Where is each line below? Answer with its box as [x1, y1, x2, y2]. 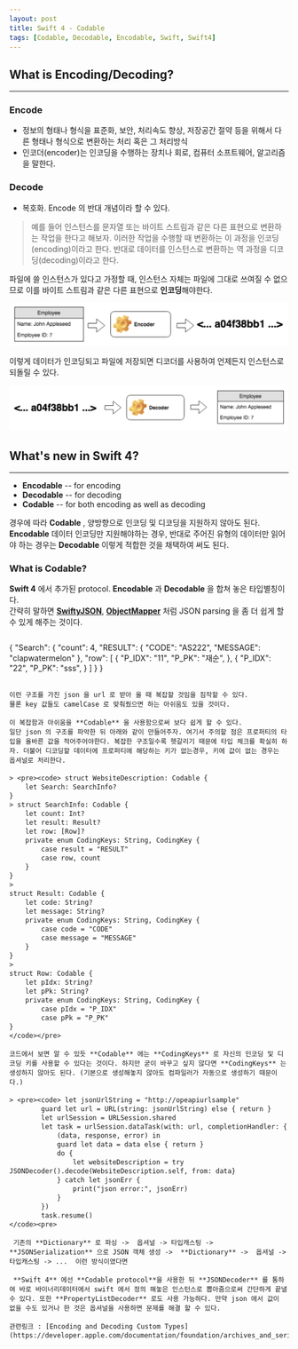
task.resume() [41, 1211, 93, 1220]
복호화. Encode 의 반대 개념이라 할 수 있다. [21, 202, 170, 213]
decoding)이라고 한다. [41, 254, 120, 266]
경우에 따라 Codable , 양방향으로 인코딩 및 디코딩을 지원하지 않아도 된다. [9, 518, 261, 528]
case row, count [41, 853, 101, 863]
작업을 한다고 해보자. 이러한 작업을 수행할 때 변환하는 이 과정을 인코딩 [40, 232, 279, 243]
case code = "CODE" [41, 924, 114, 934]
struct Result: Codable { [9, 889, 105, 899]
